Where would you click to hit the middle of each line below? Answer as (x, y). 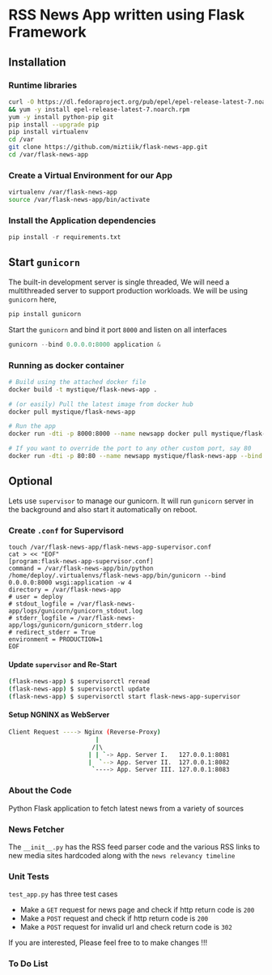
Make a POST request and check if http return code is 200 (114, 918)
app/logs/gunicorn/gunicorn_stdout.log (76, 611)
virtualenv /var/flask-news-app (63, 192)
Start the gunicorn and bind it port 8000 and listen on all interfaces (118, 329)
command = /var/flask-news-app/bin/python (81, 569)
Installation (37, 62)
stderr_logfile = (45, 618)
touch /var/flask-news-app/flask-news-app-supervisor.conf (110, 547)
